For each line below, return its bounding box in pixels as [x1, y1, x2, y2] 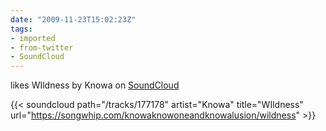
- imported [10, 33, 56, 43]
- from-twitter [10, 42, 74, 53]
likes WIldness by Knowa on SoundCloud [10, 79, 180, 91]
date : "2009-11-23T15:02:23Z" [10, 14, 137, 25]
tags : [10, 24, 33, 34]
